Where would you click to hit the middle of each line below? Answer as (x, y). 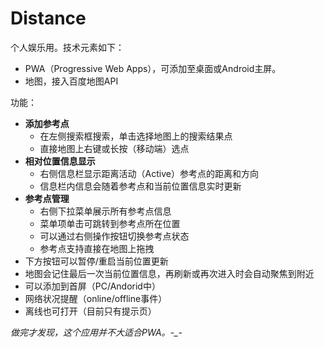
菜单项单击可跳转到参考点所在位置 (110, 223)
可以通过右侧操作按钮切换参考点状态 (114, 236)
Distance (48, 18)
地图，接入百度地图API (71, 81)
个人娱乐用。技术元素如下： (67, 47)
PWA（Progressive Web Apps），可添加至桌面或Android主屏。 (153, 68)
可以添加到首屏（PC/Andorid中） (92, 286)
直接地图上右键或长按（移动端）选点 (114, 148)
